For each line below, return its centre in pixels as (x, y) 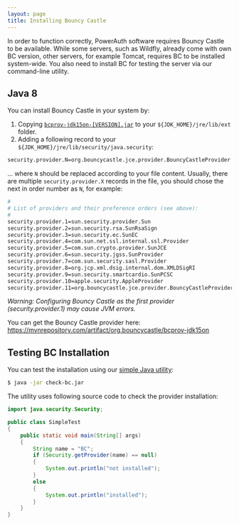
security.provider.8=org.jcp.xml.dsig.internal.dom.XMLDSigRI (101, 267)
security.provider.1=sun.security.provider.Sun (79, 221)
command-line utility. (38, 71)
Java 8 (22, 93)
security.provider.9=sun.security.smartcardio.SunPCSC (90, 275)
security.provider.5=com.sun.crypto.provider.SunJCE (87, 248)
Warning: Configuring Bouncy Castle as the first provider (91, 301)
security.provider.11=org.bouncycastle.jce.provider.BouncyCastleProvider (121, 288)
